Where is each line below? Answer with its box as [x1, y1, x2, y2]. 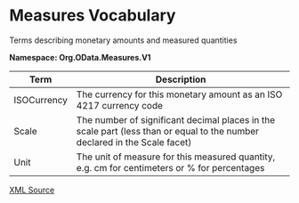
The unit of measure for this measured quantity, [76, 150, 276, 163]
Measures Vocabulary [9, 5, 176, 26]
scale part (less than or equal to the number [76, 125, 260, 137]
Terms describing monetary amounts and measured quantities [9, 35, 238, 45]
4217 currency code [76, 99, 163, 111]
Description [155, 73, 206, 85]
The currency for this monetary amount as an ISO [76, 88, 283, 101]
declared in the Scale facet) [76, 135, 192, 148]
